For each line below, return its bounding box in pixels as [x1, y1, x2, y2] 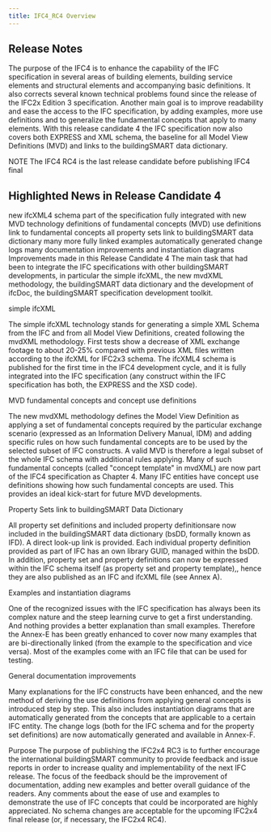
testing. [8, 655, 34, 666]
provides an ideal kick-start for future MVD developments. [8, 489, 202, 499]
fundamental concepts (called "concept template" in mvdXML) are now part [8, 463, 261, 473]
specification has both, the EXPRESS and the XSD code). [8, 380, 198, 390]
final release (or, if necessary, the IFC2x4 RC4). [8, 815, 167, 825]
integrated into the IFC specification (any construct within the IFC [8, 371, 227, 382]
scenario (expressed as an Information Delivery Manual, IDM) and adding [8, 429, 252, 438]
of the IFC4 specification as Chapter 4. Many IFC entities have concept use [8, 472, 259, 481]
